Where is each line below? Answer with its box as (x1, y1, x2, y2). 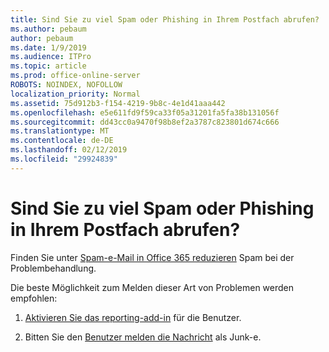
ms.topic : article (10, 61, 87, 71)
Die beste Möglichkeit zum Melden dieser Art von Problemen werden (10, 281, 295, 293)
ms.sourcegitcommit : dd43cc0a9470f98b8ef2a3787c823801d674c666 (10, 117, 280, 127)
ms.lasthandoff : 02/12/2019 (10, 145, 128, 155)
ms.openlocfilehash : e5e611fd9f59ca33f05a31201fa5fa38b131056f (10, 107, 280, 118)
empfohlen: (10, 292, 58, 304)
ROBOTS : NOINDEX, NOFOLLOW (10, 80, 123, 90)
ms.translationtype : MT (10, 126, 110, 136)
